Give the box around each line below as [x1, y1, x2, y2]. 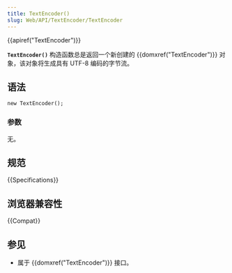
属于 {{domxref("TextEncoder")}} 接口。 [17, 258, 133, 267]
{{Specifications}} [7, 175, 59, 185]
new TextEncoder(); [7, 100, 64, 107]
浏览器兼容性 [7, 198, 63, 210]
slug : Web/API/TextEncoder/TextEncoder [7, 17, 123, 24]
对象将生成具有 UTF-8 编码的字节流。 [25, 58, 134, 67]
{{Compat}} [7, 217, 40, 225]
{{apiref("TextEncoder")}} [7, 36, 82, 44]
